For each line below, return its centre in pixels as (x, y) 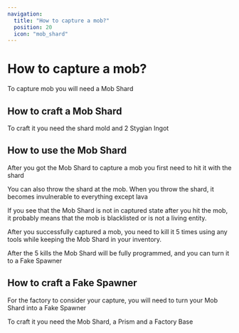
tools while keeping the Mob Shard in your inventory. (85, 239)
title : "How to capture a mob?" (62, 21)
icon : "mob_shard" (41, 34)
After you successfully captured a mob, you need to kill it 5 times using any (117, 231)
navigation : (25, 14)
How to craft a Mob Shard (65, 111)
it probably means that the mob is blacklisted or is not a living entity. (107, 218)
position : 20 (33, 27)
